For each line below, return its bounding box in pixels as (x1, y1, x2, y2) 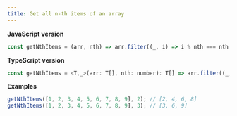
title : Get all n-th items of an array (7, 10, 125, 18)
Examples (7, 82, 37, 91)
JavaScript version (7, 30, 64, 38)
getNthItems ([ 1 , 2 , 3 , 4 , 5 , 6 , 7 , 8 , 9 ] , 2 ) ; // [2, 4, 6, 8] (7, 96, 197, 103)
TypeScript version (7, 56, 65, 64)
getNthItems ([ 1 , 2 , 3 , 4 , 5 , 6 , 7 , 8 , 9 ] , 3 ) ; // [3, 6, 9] (7, 103, 188, 110)
